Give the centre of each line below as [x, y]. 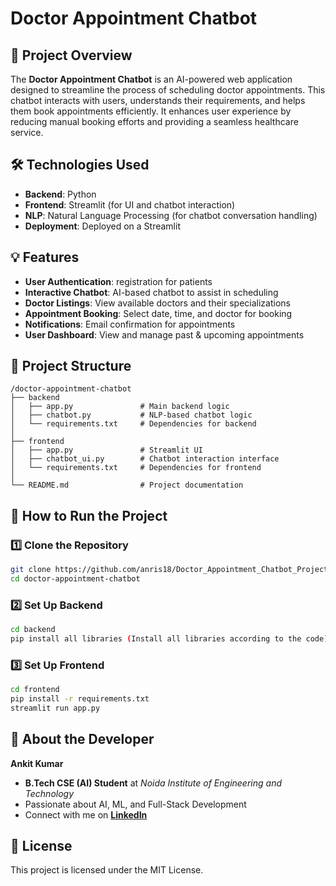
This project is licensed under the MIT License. [107, 870]
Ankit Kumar [37, 763]
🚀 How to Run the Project [89, 515]
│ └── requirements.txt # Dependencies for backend [133, 424]
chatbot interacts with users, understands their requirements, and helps [158, 100]
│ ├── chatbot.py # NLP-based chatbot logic [131, 415]
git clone [31, 570]
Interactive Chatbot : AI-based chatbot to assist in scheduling [151, 292]
